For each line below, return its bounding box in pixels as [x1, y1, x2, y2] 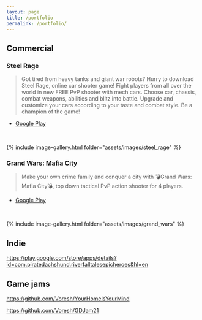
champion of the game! [21, 108, 81, 115]
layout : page [6, 9, 40, 15]
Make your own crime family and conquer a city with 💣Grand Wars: [21, 173, 192, 181]
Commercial [6, 43, 54, 53]
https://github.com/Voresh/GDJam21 [6, 307, 99, 314]
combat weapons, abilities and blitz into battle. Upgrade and [21, 95, 173, 102]
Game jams [6, 278, 50, 289]
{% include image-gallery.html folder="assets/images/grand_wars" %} [6, 220, 185, 227]
